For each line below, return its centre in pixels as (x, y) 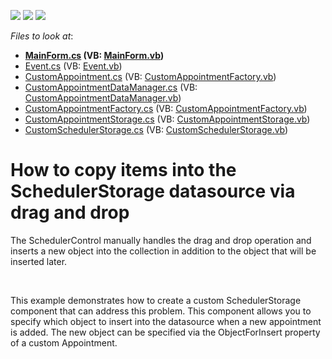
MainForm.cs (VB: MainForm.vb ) (94, 55)
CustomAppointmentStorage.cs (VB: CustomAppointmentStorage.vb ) (167, 119)
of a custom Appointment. (64, 342)
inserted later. (39, 261)
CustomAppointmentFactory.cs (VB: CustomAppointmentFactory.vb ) (166, 108)
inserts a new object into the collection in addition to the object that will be (163, 251)
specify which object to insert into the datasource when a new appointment (166, 321)
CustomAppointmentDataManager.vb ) (103, 98)
